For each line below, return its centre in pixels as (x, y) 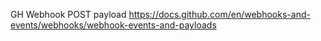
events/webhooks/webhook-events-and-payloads (113, 25)
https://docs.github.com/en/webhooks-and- (219, 14)
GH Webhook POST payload (68, 14)
